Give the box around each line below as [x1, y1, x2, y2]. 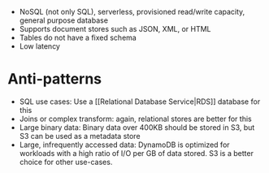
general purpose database [19, 15, 109, 25]
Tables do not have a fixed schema [19, 32, 137, 42]
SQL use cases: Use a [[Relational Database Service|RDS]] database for [19, 97, 261, 106]
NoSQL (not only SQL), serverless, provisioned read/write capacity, [19, 7, 245, 16]
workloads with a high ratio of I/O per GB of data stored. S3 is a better [19, 148, 254, 158]
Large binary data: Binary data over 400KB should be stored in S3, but [19, 122, 255, 132]
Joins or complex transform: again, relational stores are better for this [19, 114, 253, 123]
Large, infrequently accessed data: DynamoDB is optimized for [19, 140, 230, 149]
